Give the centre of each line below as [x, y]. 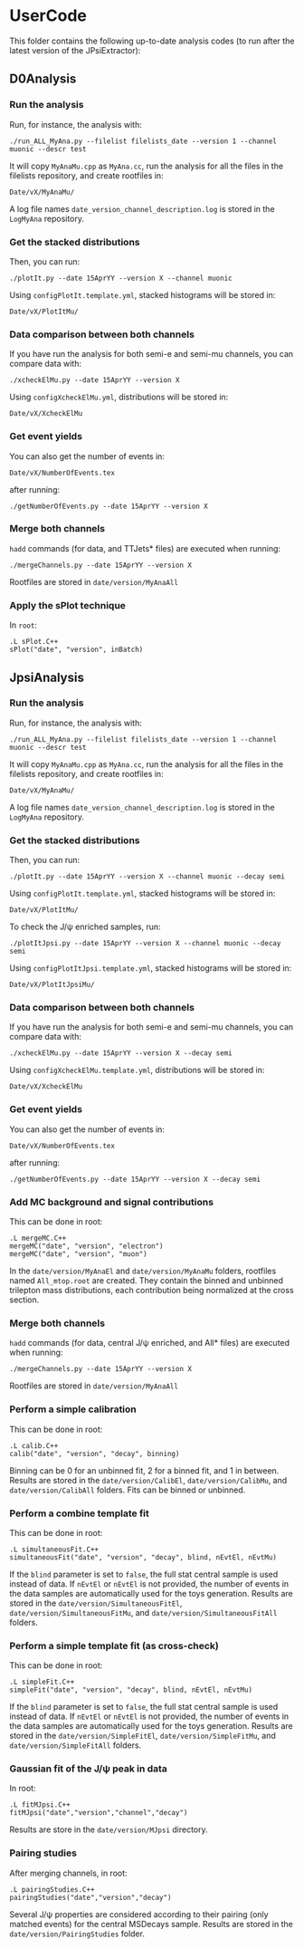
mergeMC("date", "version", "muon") [78, 1254]
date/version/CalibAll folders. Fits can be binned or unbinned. [128, 1490]
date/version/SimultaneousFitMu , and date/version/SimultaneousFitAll [143, 1612]
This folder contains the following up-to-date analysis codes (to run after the [152, 41]
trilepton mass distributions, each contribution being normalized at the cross [152, 1290]
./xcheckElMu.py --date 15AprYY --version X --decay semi [121, 1053]
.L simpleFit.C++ [42, 1682]
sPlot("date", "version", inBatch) [76, 650]
